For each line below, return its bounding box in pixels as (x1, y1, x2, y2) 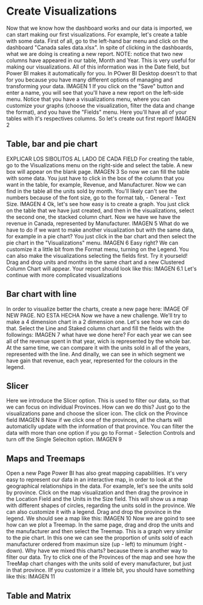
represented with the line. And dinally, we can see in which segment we (6, 350, 185, 358)
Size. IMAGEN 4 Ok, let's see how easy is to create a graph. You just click (6, 200, 190, 207)
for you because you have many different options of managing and (6, 76, 173, 83)
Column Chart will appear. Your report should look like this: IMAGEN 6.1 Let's (6, 264, 197, 272)
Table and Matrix (6, 590, 72, 601)
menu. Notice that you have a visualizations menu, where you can (6, 95, 171, 103)
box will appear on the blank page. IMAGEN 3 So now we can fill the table (6, 168, 190, 175)
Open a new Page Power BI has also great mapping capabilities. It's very (6, 469, 188, 477)
